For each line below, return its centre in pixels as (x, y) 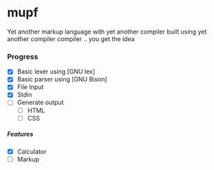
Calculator (32, 151)
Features (20, 134)
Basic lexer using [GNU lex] (56, 72)
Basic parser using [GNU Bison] (62, 80)
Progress (23, 56)
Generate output (40, 102)
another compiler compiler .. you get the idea (71, 38)
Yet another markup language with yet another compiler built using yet (107, 32)
